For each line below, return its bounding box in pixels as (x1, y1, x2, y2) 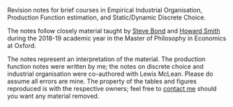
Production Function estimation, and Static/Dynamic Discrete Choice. (7, 13, 206, 22)
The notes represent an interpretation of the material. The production (7, 55, 206, 63)
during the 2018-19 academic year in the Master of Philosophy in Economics (7, 34, 227, 42)
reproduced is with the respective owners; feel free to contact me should (7, 85, 217, 92)
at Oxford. (7, 42, 36, 49)
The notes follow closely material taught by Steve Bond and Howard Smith (7, 27, 221, 35)
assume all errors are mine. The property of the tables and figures (7, 77, 197, 85)
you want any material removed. (7, 92, 100, 100)
